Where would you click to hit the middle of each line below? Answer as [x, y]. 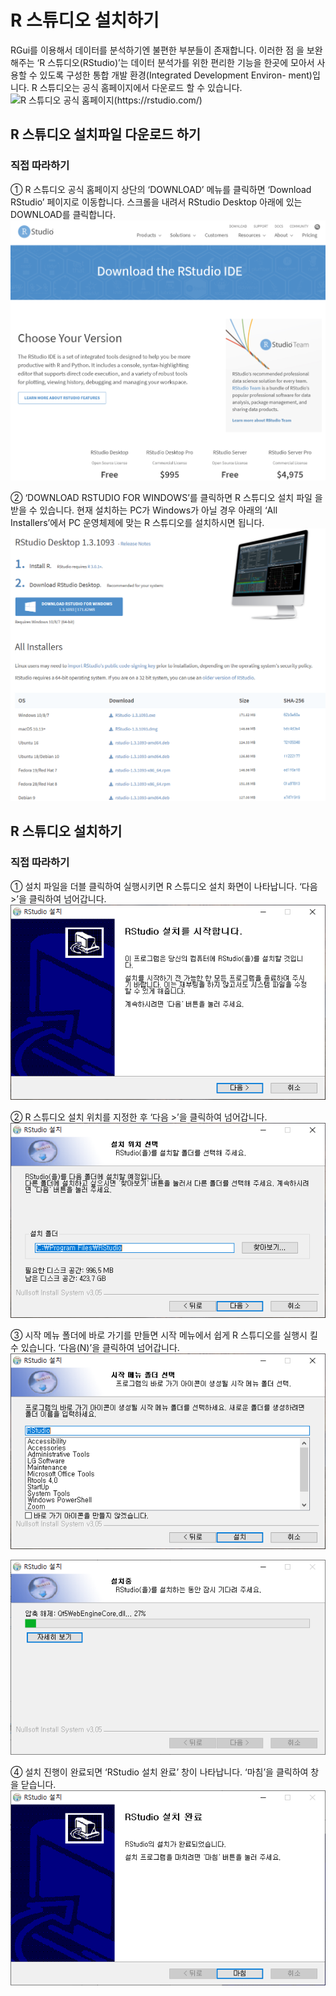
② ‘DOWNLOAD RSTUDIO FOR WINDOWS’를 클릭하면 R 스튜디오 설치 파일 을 [166, 498]
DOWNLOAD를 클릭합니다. [63, 214]
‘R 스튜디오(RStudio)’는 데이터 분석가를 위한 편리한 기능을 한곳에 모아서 [175, 62]
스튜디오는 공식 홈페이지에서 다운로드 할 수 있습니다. [141, 87]
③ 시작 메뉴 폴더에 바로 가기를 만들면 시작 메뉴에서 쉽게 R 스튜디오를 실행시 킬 [164, 1335]
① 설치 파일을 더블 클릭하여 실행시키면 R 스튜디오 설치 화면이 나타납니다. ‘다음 [164, 886]
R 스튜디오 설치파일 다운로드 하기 [106, 134]
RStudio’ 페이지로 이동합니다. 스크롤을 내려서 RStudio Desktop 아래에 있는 [156, 202]
